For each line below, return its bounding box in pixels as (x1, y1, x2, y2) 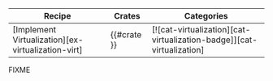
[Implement (12, 24, 57, 35)
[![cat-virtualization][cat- (151, 24, 251, 35)
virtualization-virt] (12, 45, 83, 55)
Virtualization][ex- (12, 34, 84, 45)
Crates (113, 11, 141, 21)
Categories (184, 11, 229, 21)
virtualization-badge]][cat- (151, 34, 258, 45)
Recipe (43, 11, 71, 21)
